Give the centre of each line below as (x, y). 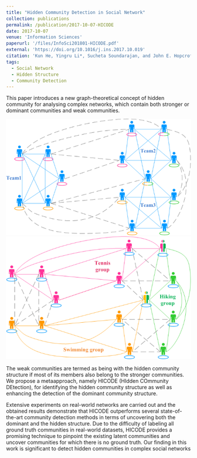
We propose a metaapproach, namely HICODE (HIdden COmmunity (87, 381)
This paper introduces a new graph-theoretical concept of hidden (85, 98)
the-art (15, 417)
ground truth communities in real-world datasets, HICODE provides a (89, 430)
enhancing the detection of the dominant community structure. (82, 393)
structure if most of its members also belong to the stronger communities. (95, 375)
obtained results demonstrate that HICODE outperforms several (83, 411)
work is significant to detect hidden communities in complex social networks (98, 449)
